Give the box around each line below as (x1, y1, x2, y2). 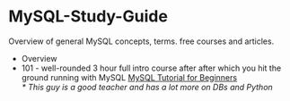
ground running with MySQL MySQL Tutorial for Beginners (21, 72, 238, 82)
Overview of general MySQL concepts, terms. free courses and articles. (8, 36, 275, 46)
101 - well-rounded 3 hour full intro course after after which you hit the (21, 63, 282, 73)
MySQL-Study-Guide (8, 6, 168, 27)
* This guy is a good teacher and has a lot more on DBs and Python (21, 81, 273, 92)
